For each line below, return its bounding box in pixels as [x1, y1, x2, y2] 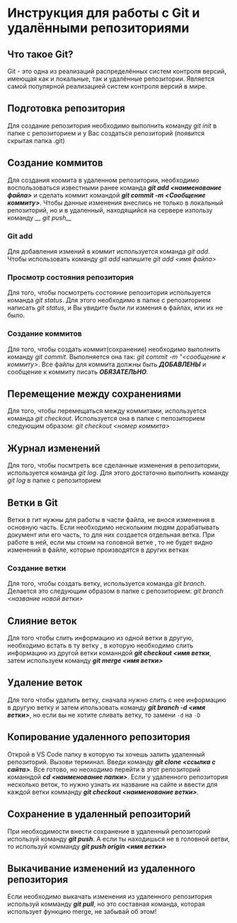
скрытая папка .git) [7, 136, 65, 145]
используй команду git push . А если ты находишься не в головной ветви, [7, 834, 230, 843]
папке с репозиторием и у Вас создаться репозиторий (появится [7, 129, 205, 137]
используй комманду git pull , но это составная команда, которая [7, 900, 205, 908]
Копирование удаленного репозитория [7, 731, 190, 743]
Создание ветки [7, 563, 67, 573]
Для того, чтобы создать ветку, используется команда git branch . [7, 579, 207, 588]
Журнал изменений [7, 442, 100, 454]
